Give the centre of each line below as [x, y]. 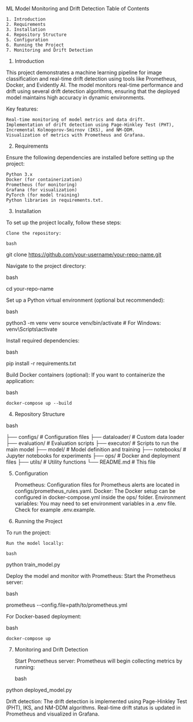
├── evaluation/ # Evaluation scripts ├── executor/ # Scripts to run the [92, 443]
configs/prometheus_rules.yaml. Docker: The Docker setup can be [95, 491]
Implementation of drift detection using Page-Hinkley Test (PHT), [90, 125]
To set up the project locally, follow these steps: [64, 222]
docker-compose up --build [39, 403]
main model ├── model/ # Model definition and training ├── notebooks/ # [96, 449]
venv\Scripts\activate [32, 329]
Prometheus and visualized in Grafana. [53, 714]
